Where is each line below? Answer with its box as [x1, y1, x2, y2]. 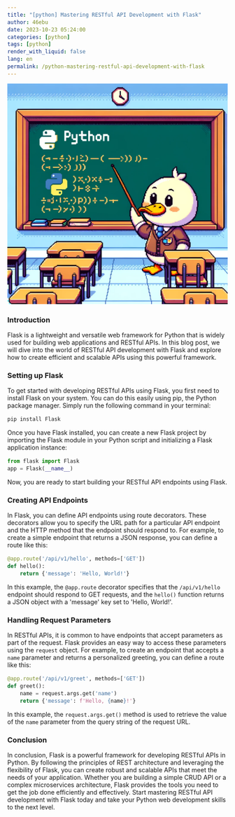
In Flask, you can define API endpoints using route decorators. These [7, 511, 207, 519]
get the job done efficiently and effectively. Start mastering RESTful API [7, 788, 213, 796]
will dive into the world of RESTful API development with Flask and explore [7, 346, 222, 354]
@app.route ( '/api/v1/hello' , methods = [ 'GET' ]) [7, 555, 145, 563]
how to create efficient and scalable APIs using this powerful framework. [7, 354, 217, 362]
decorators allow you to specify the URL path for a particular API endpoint [7, 519, 220, 527]
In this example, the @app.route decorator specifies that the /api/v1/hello [7, 582, 220, 591]
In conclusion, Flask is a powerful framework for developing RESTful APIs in [7, 750, 226, 759]
